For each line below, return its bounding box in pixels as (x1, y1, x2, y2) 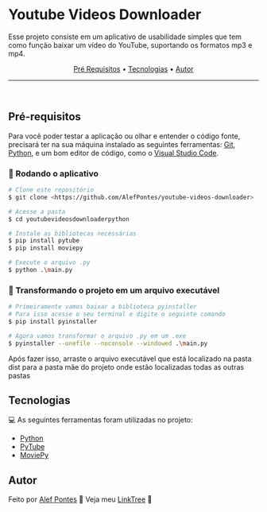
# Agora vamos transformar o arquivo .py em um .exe (8, 332, 187, 339)
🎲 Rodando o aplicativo (8, 168, 99, 179)
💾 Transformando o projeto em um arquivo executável (8, 285, 220, 296)
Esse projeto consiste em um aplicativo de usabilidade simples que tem (8, 32, 242, 41)
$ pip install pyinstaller (8, 317, 98, 325)
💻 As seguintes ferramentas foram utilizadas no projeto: (8, 415, 193, 425)
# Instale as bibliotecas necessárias (8, 229, 137, 238)
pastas (8, 370, 30, 380)
